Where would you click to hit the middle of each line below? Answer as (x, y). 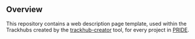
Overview (25, 10)
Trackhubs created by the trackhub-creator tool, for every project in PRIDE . (97, 30)
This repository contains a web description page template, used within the (97, 23)
